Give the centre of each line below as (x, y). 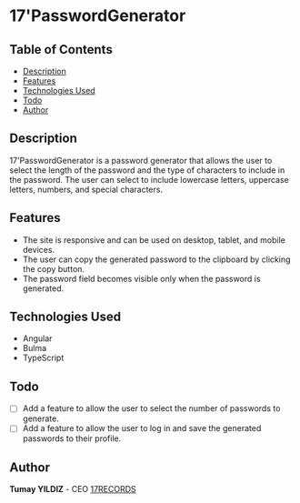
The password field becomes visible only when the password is (141, 278)
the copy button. (53, 268)
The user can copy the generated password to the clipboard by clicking (156, 259)
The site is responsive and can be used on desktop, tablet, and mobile (154, 240)
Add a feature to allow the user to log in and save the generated (142, 428)
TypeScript (43, 358)
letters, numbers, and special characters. (86, 189)
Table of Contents (61, 50)
